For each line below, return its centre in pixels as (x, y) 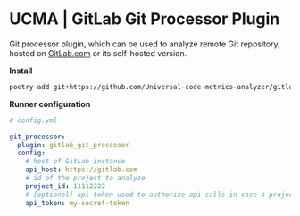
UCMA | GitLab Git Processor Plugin (145, 19)
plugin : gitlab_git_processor (73, 145)
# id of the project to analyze (85, 179)
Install (21, 71)
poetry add (29, 87)
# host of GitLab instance (75, 162)
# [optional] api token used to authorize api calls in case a (146, 195)
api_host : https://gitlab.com (82, 170)
